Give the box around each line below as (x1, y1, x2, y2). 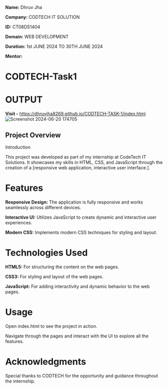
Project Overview (5, 131, 61, 139)
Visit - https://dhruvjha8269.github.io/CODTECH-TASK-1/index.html (5, 111, 146, 117)
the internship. (5, 378, 35, 384)
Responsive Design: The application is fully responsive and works (5, 199, 143, 205)
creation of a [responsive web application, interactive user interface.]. (5, 164, 150, 171)
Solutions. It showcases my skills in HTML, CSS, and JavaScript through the (5, 159, 163, 165)
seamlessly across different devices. (5, 204, 82, 210)
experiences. (5, 219, 33, 225)
